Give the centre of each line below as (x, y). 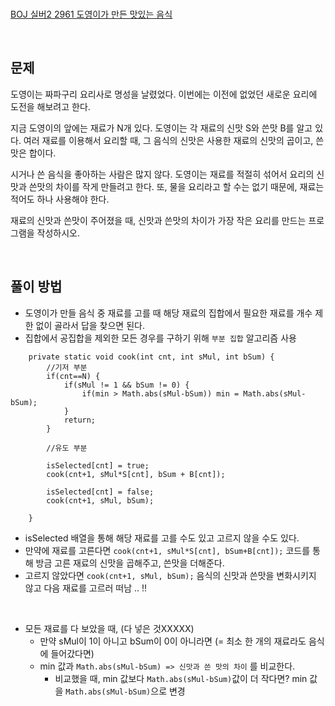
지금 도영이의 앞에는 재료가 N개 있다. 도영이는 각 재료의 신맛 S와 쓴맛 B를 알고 (161, 128)
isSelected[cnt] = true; (98, 465)
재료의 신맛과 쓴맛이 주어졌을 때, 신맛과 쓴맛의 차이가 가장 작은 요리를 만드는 (158, 220)
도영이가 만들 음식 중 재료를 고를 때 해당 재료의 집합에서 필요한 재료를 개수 (168, 313)
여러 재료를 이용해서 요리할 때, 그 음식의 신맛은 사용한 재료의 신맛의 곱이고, (168, 140)
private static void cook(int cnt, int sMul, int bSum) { (151, 357)
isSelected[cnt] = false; (100, 492)
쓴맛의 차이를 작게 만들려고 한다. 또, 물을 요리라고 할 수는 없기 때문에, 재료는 (176, 186)
